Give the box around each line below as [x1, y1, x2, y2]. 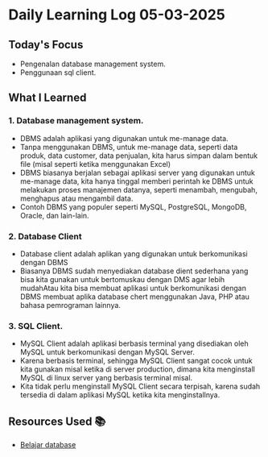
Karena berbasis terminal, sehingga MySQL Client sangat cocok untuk [19, 356, 254, 366]
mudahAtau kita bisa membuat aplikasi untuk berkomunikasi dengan [19, 283, 247, 293]
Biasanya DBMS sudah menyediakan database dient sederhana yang [19, 266, 249, 276]
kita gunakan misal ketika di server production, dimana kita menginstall [19, 364, 255, 374]
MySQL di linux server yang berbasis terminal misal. [19, 373, 193, 383]
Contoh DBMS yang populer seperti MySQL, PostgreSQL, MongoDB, [19, 201, 247, 211]
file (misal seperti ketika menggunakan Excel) [19, 159, 171, 168]
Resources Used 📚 [8, 414, 106, 428]
